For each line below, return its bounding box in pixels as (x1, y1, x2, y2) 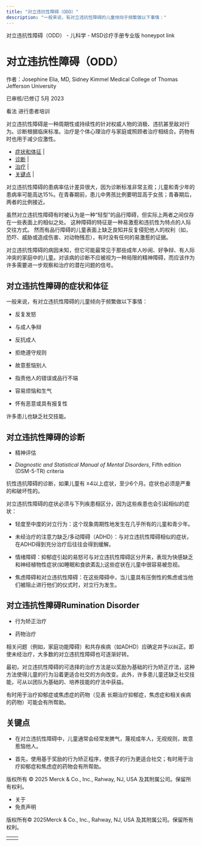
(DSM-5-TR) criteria (14, 468, 64, 475)
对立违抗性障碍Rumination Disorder (6, 600, 140, 611)
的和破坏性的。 (6, 488, 43, 495)
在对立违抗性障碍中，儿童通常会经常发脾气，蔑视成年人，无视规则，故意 (14, 735, 193, 742)
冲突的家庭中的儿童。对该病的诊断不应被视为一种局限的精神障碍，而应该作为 (6, 254, 195, 261)
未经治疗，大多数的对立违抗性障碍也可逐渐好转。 (11, 650, 132, 657)
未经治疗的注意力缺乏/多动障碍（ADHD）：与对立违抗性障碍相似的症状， (14, 533, 193, 540)
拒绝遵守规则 (14, 349, 47, 356)
